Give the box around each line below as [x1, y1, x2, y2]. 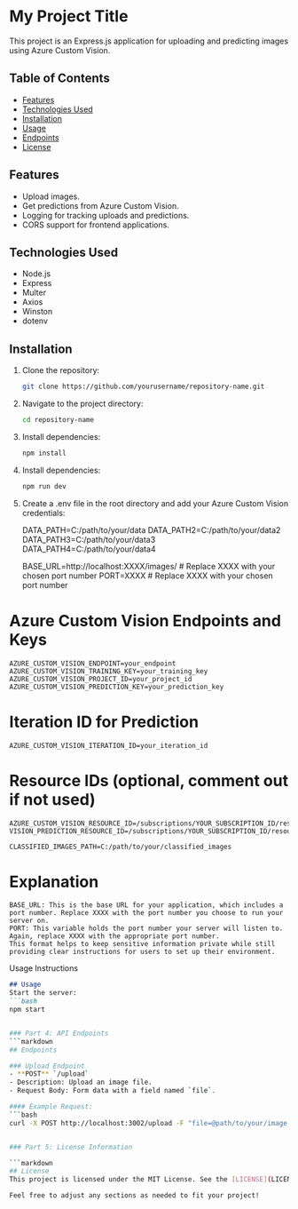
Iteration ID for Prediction [9, 712, 200, 732]
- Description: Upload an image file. [9, 1078, 153, 1087]
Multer [21, 287, 47, 298]
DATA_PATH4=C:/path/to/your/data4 [21, 544, 157, 554]
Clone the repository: [21, 365, 100, 376]
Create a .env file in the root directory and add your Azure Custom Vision [21, 497, 289, 508]
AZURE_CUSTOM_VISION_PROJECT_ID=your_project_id [9, 674, 192, 683]
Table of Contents [9, 71, 111, 86]
